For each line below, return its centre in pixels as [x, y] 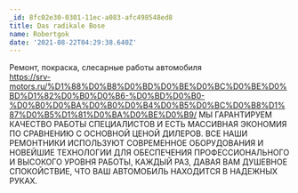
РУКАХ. [24, 181]
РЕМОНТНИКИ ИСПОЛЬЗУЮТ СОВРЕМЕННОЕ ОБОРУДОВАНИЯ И [137, 143]
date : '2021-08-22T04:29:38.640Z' [73, 42]
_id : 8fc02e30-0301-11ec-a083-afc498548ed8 [91, 17]
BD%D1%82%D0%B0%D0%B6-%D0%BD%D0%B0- [107, 96]
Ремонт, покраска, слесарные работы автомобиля [105, 68]
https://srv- [30, 77]
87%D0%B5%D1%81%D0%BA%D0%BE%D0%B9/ [103, 115]
